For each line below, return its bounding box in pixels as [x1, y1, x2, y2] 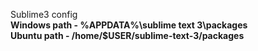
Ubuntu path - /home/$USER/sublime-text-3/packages [10, 30, 245, 41]
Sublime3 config [10, 9, 78, 20]
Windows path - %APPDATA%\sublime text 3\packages [10, 19, 248, 31]
